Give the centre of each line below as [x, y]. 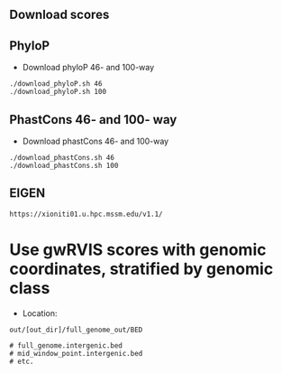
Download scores [59, 15]
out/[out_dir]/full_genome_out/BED [76, 330]
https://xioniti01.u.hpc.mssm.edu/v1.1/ [86, 214]
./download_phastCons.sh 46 [62, 158]
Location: [40, 313]
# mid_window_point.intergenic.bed [76, 353]
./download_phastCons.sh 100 [64, 166]
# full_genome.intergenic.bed [66, 345]
